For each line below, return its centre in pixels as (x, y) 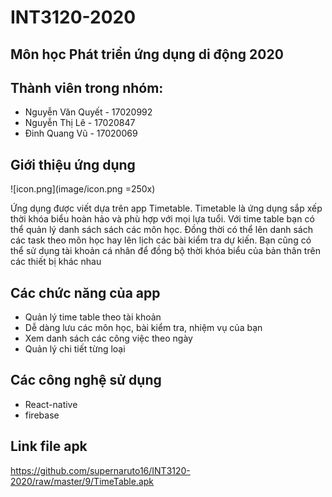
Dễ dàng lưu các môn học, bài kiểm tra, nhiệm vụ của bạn (143, 328)
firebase (42, 415)
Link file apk (49, 446)
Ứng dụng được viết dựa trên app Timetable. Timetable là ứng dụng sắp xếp (166, 208)
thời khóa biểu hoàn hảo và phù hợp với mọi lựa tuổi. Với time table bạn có (162, 219)
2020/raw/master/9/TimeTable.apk (82, 481)
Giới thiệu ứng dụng (73, 164)
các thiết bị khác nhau (56, 262)
